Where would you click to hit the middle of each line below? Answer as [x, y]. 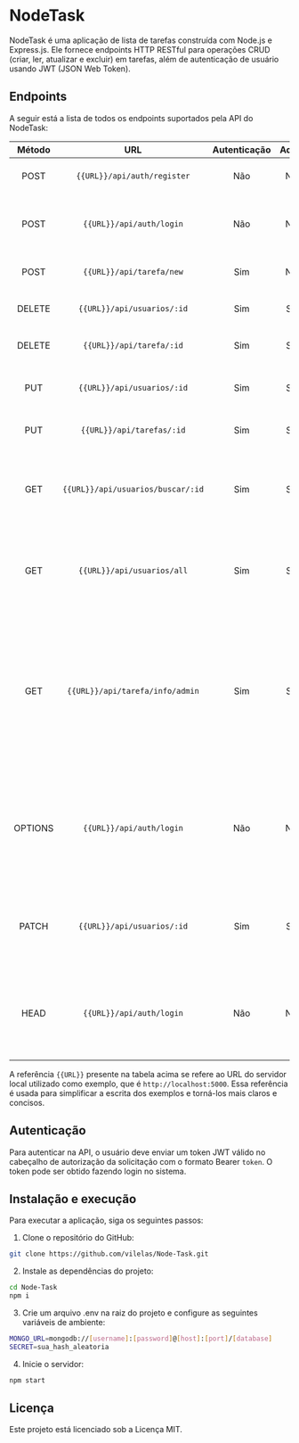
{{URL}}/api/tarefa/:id [133, 345]
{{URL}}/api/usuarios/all [133, 570]
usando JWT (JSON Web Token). [70, 69]
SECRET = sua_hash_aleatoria [59, 1347]
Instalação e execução [73, 1199]
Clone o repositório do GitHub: [78, 1238]
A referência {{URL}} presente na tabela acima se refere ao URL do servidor [148, 1074]
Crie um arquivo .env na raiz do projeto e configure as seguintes [140, 1313]
